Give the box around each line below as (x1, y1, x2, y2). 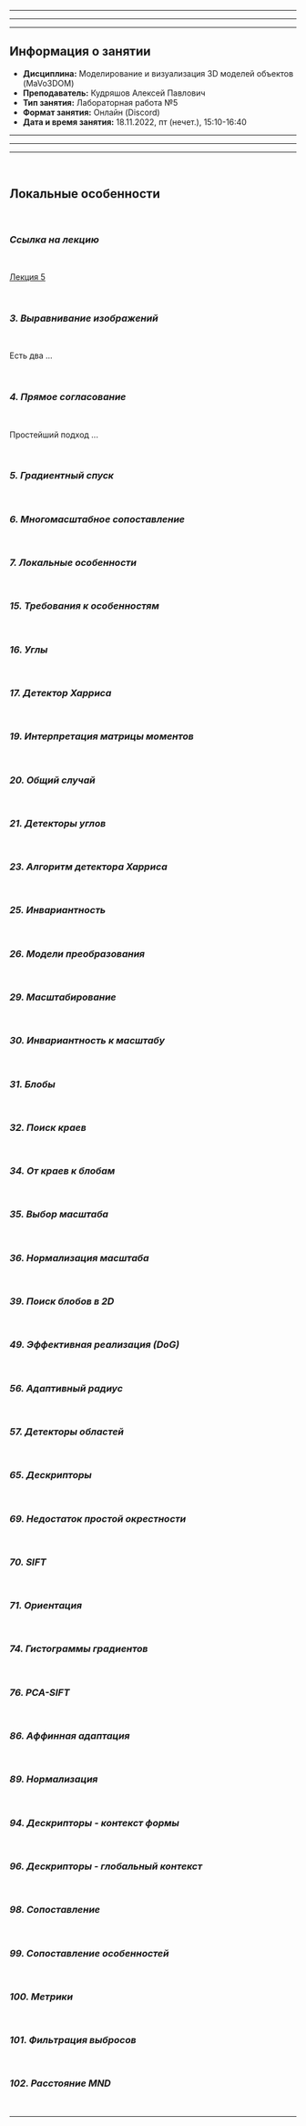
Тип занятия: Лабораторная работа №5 (22, 97, 178, 108)
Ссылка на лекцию (9, 233, 100, 246)
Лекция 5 (9, 271, 46, 282)
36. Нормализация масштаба (9, 1251, 149, 1264)
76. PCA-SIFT (9, 1686, 70, 1699)
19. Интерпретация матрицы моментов (9, 730, 194, 743)
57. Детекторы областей (9, 1425, 125, 1438)
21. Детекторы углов (9, 817, 107, 829)
